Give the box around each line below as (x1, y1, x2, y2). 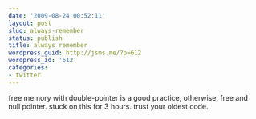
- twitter (8, 71, 42, 79)
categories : (8, 64, 48, 72)
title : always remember (8, 42, 88, 50)
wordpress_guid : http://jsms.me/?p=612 (8, 49, 142, 57)
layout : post (8, 19, 52, 27)
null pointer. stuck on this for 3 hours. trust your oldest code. (8, 101, 209, 111)
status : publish (8, 34, 63, 42)
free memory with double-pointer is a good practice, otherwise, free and (8, 93, 249, 102)
